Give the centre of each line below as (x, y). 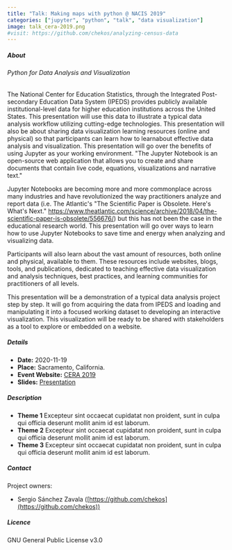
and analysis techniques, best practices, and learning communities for (108, 276)
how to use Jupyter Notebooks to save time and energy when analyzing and (116, 233)
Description (25, 398)
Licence (19, 522)
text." (15, 175)
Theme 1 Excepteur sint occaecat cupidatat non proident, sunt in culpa (118, 415)
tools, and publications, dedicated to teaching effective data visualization (112, 269)
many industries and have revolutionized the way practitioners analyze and (114, 196)
